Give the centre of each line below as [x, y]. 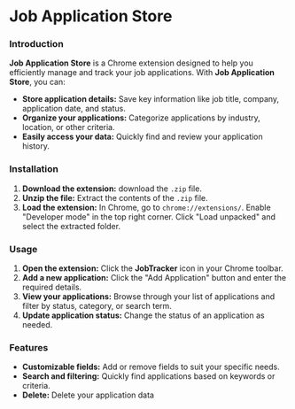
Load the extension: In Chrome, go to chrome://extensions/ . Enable [147, 207]
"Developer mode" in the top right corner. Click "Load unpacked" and [149, 216]
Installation [34, 169]
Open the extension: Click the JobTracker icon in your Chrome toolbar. [152, 268]
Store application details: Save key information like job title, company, [151, 99]
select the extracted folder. [71, 226]
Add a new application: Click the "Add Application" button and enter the [154, 278]
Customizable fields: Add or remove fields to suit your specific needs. [151, 367]
